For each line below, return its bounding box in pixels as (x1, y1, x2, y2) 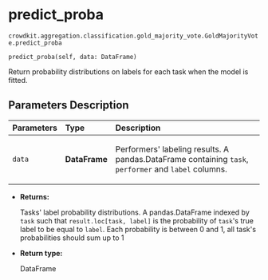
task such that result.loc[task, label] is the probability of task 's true (19, 215, 254, 225)
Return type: (19, 248, 63, 258)
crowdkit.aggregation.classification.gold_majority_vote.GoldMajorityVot (8, 32, 259, 40)
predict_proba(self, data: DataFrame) (8, 53, 137, 61)
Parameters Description (8, 98, 129, 112)
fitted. (8, 75, 28, 85)
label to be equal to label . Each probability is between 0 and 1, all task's (19, 224, 257, 234)
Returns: (19, 191, 50, 201)
